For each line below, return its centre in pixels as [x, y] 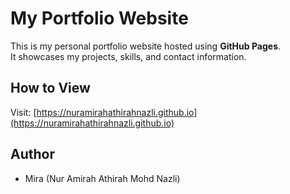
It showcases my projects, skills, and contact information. [128, 56]
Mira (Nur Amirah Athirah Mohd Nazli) [102, 178]
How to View [50, 88]
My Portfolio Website [99, 18]
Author [32, 154]
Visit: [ [23, 112]
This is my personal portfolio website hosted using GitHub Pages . [146, 46]
